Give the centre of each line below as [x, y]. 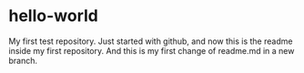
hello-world [54, 16]
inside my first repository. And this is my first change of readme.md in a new [152, 50]
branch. [23, 60]
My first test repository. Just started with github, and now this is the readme [151, 41]
